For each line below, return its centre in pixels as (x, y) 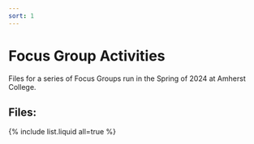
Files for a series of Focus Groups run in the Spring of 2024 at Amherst (127, 78)
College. (22, 87)
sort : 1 (22, 16)
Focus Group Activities (87, 55)
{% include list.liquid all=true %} (62, 132)
